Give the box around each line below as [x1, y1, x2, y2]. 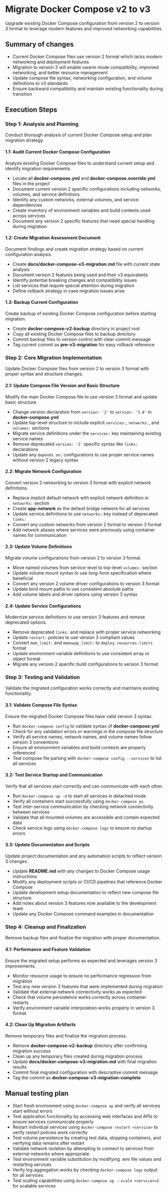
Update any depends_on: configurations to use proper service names [12, 451, 154, 457]
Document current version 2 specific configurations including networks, [12, 186, 161, 192]
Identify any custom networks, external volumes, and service [12, 196, 139, 202]
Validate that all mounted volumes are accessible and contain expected [12, 814, 159, 820]
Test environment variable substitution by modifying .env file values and [12, 1156, 161, 1162]
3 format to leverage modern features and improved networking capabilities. [5, 25, 163, 31]
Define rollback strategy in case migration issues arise [12, 288, 125, 294]
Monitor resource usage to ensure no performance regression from [12, 973, 151, 979]
